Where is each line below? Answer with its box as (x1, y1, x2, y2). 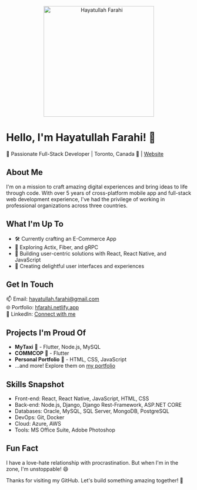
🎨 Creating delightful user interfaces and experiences (14, 262, 145, 269)
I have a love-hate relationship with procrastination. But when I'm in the (6, 459, 178, 466)
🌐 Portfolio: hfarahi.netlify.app (6, 304, 79, 311)
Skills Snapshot (6, 379, 65, 389)
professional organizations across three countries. (6, 202, 128, 209)
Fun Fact (6, 443, 38, 453)
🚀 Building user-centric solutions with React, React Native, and (14, 250, 166, 257)
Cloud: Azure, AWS (14, 420, 62, 427)
